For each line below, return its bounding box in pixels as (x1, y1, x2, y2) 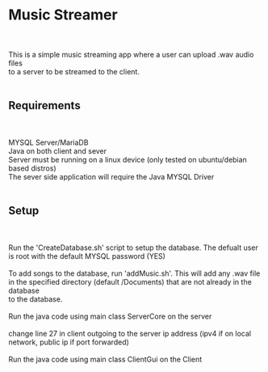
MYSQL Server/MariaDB (8, 137, 89, 147)
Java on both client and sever (8, 146, 107, 155)
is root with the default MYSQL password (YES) (8, 251, 165, 260)
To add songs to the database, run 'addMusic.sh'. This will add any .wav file (8, 268, 261, 278)
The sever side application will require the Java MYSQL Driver (8, 171, 215, 181)
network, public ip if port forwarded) (8, 337, 129, 347)
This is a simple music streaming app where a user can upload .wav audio (8, 49, 254, 59)
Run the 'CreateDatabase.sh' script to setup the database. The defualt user (8, 243, 258, 252)
